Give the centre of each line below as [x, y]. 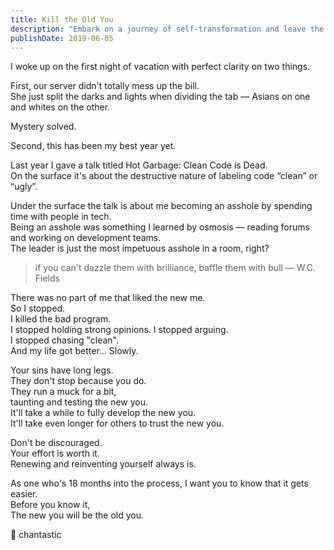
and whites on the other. [60, 107]
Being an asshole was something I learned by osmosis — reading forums [160, 227]
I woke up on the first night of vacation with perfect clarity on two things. [160, 67]
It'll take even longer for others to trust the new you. [117, 423]
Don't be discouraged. [56, 443]
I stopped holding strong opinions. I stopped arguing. [119, 330]
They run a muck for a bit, [63, 392]
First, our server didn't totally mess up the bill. [105, 86]
